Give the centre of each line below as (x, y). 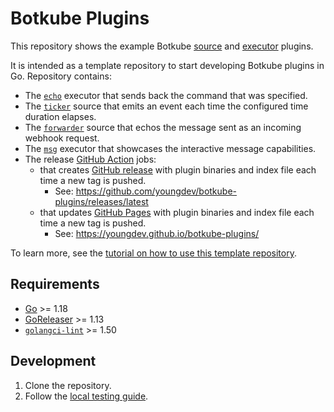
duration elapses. (60, 116)
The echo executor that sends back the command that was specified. (166, 95)
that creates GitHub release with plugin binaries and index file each (178, 169)
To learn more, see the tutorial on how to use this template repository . (153, 253)
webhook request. (62, 138)
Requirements (55, 284)
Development (53, 361)
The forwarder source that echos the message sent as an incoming (163, 127)
